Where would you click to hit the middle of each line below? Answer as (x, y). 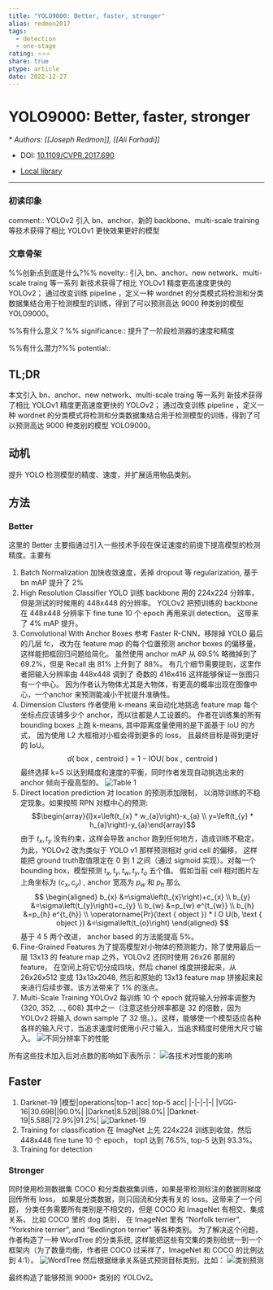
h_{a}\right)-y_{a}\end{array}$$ (143, 825)
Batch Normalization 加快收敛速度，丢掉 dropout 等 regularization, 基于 (139, 573)
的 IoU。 (34, 746)
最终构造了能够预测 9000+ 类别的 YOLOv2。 (83, 1277)
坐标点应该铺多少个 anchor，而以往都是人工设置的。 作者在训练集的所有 (141, 715)
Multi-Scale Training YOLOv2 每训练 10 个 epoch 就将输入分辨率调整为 (138, 997)
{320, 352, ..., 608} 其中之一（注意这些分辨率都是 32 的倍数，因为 (131, 1008)
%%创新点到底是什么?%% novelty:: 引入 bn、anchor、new (108, 273)
